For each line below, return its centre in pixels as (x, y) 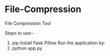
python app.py (27, 48)
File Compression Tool (28, 23)
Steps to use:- (19, 33)
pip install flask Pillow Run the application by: (59, 43)
